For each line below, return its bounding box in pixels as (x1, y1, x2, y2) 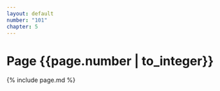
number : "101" (6, 17, 48, 24)
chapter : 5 (6, 23, 38, 30)
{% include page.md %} (6, 76, 76, 84)
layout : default (6, 10, 54, 17)
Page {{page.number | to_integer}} (6, 53, 214, 69)
